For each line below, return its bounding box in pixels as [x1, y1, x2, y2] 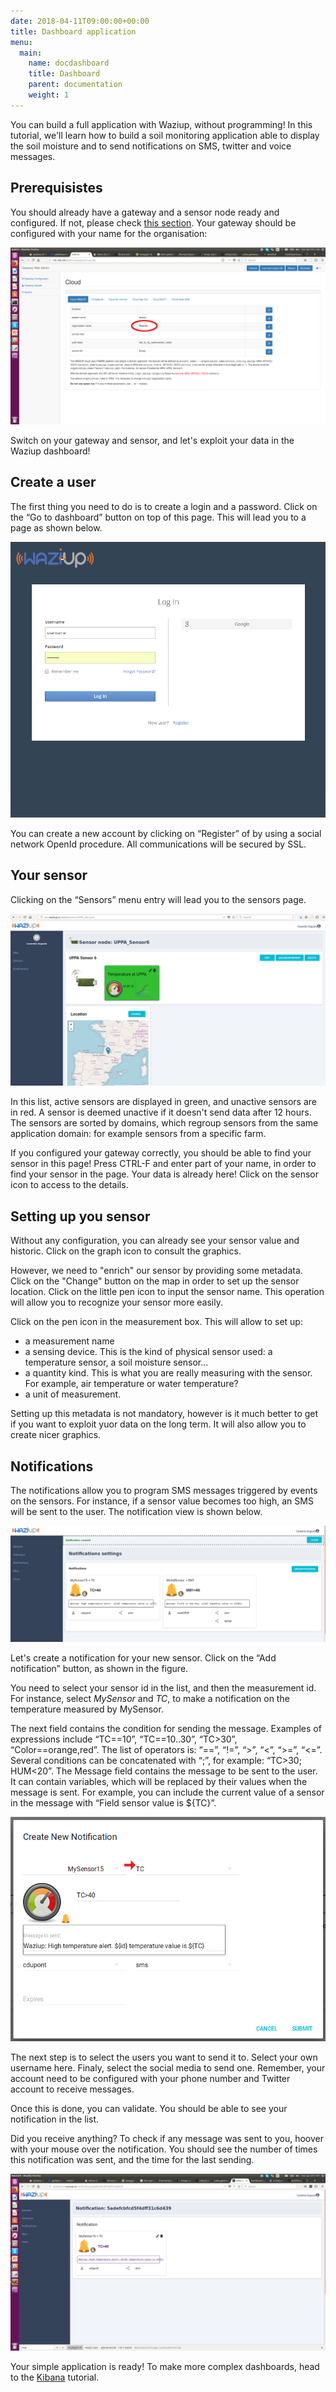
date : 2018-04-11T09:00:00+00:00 [10, 16, 150, 26]
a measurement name [24, 1335, 115, 1347]
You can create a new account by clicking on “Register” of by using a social [10, 827, 322, 839]
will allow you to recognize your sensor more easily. [10, 1296, 223, 1309]
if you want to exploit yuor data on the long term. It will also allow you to [10, 1418, 307, 1430]
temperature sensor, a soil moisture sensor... [24, 1356, 209, 1369]
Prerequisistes [10, 180, 103, 197]
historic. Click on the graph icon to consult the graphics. [10, 1245, 242, 1257]
